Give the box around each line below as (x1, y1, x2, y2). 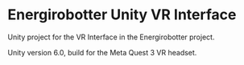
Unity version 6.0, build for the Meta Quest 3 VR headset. (7, 47, 197, 57)
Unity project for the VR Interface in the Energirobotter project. (7, 32, 215, 42)
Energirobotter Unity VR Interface (7, 6, 237, 24)
